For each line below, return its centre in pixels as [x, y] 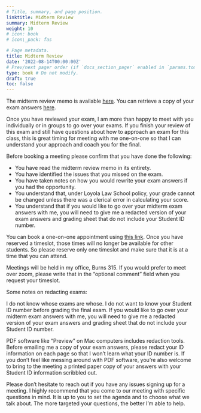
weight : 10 [20, 29]
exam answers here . [31, 107]
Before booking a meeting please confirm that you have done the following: [99, 156]
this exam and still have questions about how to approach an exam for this [98, 132]
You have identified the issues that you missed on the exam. [89, 174]
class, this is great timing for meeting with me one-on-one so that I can [94, 138]
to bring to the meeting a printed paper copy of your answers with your [94, 366]
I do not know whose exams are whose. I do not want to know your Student [99, 304]
